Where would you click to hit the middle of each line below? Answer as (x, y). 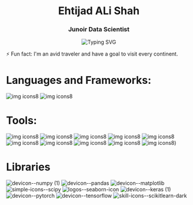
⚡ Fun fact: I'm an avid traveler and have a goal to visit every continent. (92, 54)
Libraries (28, 167)
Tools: (21, 120)
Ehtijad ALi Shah (99, 11)
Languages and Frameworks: (79, 80)
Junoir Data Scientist (99, 30)
